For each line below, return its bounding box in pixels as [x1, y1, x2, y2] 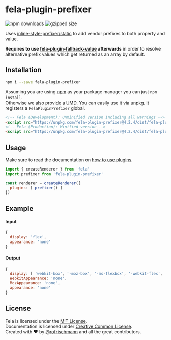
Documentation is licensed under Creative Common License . [5, 323, 133, 329]
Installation [5, 66, 42, 75]
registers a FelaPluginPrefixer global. [5, 105, 85, 111]
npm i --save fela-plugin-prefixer [5, 79, 81, 85]
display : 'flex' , [10, 234, 47, 239]
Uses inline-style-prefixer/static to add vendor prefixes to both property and [5, 30, 165, 36]
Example [5, 204, 34, 213]
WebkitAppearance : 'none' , [10, 276, 67, 281]
